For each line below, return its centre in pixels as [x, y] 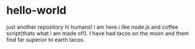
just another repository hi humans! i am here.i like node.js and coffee [92, 27]
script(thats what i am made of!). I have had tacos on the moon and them [97, 33]
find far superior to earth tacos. [46, 39]
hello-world [37, 10]
